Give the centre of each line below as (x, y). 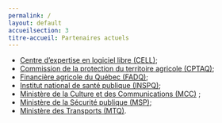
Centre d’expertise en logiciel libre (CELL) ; (89, 60)
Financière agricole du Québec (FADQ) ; (84, 77)
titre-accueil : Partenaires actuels (69, 38)
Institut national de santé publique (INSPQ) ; (90, 86)
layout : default (35, 23)
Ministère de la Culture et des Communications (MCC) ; (110, 94)
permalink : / (30, 15)
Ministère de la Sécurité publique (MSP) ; (86, 102)
